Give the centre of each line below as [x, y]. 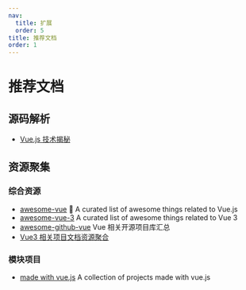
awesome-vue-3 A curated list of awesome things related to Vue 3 [129, 217]
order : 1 [23, 45]
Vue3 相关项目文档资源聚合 [64, 237]
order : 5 [30, 30]
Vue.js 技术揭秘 [45, 139]
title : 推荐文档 [33, 38]
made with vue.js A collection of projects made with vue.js [115, 277]
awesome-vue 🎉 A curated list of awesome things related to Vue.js [129, 209]
